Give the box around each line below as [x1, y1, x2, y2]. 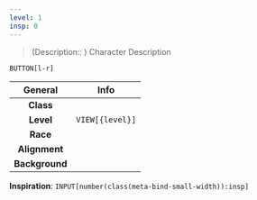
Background [14, 157, 68, 169]
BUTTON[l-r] [9, 64, 54, 73]
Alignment [17, 142, 64, 155]
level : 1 [9, 13, 42, 23]
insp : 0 [9, 22, 39, 31]
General [23, 83, 59, 95]
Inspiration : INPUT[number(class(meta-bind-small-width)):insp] [9, 180, 250, 191]
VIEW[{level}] [76, 114, 137, 124]
